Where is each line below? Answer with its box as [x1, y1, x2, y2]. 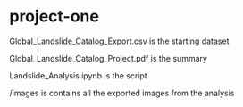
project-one [9, 6, 100, 27]
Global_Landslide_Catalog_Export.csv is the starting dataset [9, 36, 230, 46]
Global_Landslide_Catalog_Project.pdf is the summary [9, 53, 208, 63]
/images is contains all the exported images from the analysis [9, 87, 235, 98]
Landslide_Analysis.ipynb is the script [9, 70, 147, 81]
